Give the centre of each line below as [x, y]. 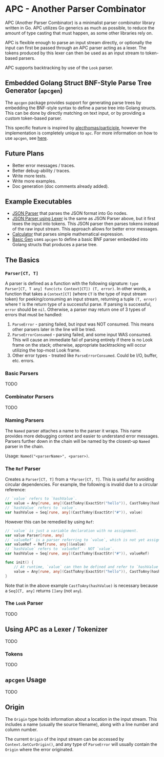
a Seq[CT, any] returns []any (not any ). [44, 591]
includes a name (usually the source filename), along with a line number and [82, 724]
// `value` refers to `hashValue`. [41, 499]
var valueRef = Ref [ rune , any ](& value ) [46, 544]
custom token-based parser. [34, 118]
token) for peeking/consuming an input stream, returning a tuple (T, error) [81, 299]
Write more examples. [34, 181]
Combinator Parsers [30, 397]
